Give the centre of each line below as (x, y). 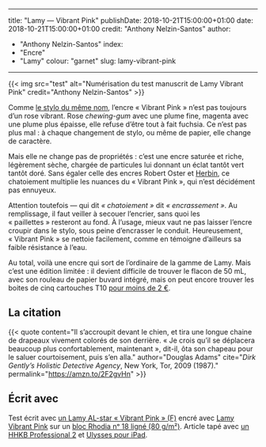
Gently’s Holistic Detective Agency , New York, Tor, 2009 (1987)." (114, 366)
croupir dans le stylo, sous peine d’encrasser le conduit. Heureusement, (125, 231)
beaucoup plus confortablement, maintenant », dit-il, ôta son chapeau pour (131, 348)
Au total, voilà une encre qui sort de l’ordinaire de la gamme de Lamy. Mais (130, 263)
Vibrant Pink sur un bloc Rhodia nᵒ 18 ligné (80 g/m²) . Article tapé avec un (129, 426)
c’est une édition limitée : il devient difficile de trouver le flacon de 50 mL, (127, 271)
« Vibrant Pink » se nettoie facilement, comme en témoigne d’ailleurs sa (125, 239)
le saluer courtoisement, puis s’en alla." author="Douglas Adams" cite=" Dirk (132, 357)
